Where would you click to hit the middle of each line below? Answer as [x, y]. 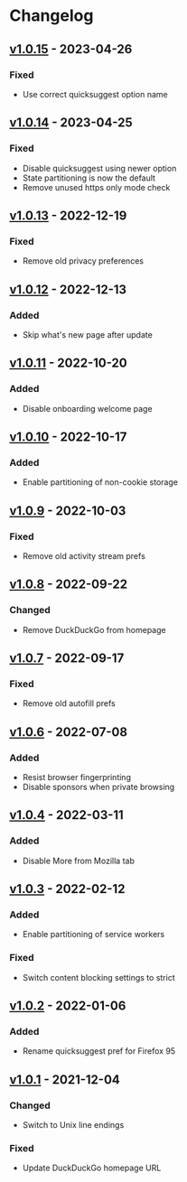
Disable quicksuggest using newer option [99, 168]
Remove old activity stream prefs [84, 556]
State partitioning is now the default [89, 178]
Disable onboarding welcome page [87, 408]
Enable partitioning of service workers [93, 935]
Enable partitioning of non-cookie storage [100, 482]
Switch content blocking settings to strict [98, 977]
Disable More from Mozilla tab [79, 861]
